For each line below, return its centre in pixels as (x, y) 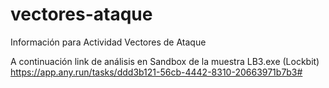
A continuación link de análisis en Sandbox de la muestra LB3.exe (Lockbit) (165, 61)
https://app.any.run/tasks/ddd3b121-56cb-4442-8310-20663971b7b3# (156, 72)
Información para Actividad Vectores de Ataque (108, 42)
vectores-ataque (81, 14)
